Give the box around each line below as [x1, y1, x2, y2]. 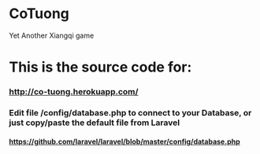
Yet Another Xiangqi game [9, 31, 95, 40]
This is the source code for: [9, 58, 192, 76]
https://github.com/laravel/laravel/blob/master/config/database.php [9, 137, 240, 146]
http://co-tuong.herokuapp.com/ [9, 86, 139, 97]
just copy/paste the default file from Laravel [9, 117, 180, 128]
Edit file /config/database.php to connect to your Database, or [9, 107, 252, 118]
